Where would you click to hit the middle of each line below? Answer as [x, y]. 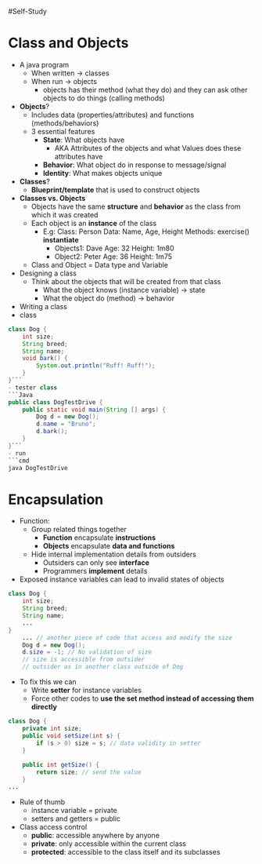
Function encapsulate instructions [99, 538]
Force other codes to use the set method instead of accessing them [142, 698]
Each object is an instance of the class [94, 223]
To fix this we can [48, 682]
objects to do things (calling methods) [104, 98]
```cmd [19, 461]
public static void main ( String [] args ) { [94, 410]
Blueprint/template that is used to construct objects [115, 190]
